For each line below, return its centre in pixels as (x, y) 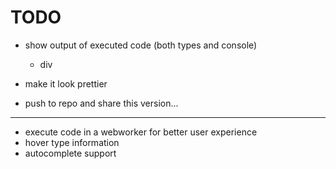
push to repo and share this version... (101, 103)
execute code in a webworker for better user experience (141, 132)
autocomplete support (70, 153)
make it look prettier (66, 83)
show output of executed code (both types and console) (141, 45)
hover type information (72, 142)
